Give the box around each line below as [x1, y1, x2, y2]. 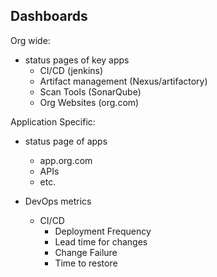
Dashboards [10, 8, 88, 25]
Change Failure [54, 246, 118, 258]
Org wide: [10, 34, 51, 46]
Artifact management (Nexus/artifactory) [39, 75, 208, 87]
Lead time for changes [54, 235, 148, 248]
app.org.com [39, 154, 93, 166]
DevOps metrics [24, 195, 92, 207]
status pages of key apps [24, 54, 130, 66]
